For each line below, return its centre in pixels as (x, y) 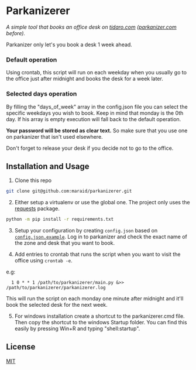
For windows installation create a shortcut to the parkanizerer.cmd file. (100, 316)
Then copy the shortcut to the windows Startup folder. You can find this (101, 323)
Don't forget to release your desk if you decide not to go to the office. (90, 148)
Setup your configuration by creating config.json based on (86, 231)
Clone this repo (33, 180)
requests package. (37, 208)
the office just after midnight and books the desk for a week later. (85, 79)
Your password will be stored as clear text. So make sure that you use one (97, 131)
